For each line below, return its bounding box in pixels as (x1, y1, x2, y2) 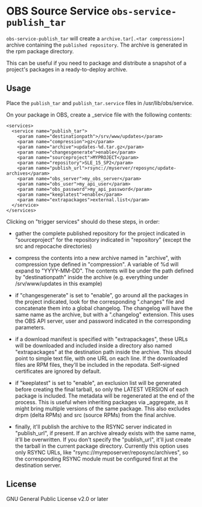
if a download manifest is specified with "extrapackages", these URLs (14, 335, 188, 343)
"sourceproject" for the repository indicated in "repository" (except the (14, 236, 191, 243)
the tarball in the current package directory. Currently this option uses (14, 442, 189, 450)
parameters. (14, 323, 46, 331)
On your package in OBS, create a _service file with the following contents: (6, 111, 192, 118)
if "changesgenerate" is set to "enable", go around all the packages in (14, 291, 189, 299)
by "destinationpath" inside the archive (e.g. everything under (14, 273, 169, 280)
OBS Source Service (6, 4, 110, 18)
